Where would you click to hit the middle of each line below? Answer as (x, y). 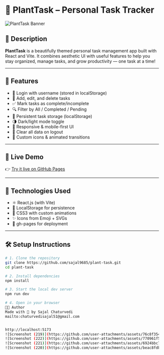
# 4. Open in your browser (32, 303)
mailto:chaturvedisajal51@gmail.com (42, 316)
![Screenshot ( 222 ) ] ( (27, 339)
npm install (17, 281)
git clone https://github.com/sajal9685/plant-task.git (63, 262)
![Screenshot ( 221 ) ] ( (27, 343)
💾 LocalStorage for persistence (43, 208)
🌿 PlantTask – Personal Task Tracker (80, 10)
